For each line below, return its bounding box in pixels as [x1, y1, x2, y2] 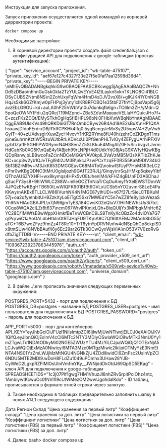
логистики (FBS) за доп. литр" [5, 427, 69, 433]
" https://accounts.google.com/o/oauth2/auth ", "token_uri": [5, 247, 125, 253]
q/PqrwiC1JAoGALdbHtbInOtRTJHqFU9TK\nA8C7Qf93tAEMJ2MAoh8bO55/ [5, 215, 161, 221]
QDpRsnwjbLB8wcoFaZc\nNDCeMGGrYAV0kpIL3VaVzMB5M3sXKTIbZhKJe [5, 152, 161, 158]
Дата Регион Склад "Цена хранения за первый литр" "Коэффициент [5, 406, 150, 412]
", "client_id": [111, 236, 138, 243]
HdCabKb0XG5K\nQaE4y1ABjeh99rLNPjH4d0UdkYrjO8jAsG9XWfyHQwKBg [5, 147, 161, 153]
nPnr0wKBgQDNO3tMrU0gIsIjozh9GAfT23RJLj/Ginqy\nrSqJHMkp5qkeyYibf [5, 168, 161, 174]
